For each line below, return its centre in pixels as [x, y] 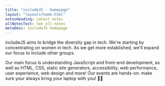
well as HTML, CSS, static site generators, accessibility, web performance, [82, 68]
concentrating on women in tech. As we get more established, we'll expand [82, 48]
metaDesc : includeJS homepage [37, 28]
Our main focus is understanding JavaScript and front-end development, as [82, 63]
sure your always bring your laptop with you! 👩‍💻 [54, 79]
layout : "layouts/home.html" [35, 14]
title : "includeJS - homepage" [38, 10]
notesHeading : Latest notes [34, 19]
